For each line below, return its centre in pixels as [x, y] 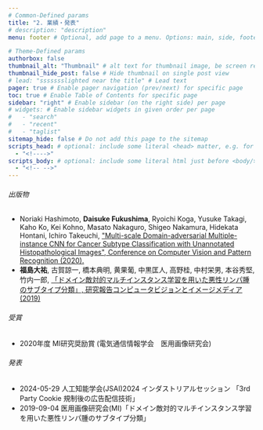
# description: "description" [58, 30]
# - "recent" [33, 125]
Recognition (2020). [52, 261]
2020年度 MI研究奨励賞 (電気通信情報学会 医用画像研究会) [115, 343]
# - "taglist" [34, 132]
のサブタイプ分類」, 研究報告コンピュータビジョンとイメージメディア [131, 290]
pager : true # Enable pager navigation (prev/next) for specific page [126, 88]
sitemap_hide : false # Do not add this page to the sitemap [108, 139]
